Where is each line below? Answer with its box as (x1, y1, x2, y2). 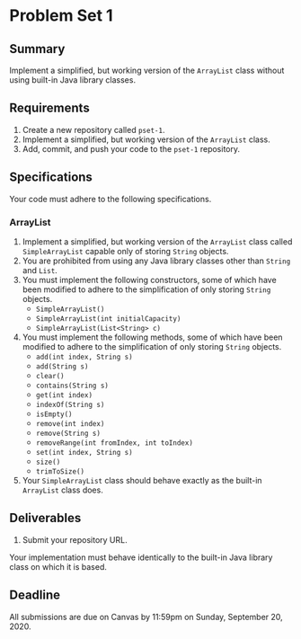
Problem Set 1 (9, 5, 114, 26)
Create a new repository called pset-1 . (22, 124, 165, 135)
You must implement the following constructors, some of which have (22, 274, 277, 285)
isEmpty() (35, 410, 74, 419)
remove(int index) (35, 419, 105, 428)
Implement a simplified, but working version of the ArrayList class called (22, 235, 293, 247)
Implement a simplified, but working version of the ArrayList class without (9, 65, 285, 75)
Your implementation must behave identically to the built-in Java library (9, 552, 273, 563)
